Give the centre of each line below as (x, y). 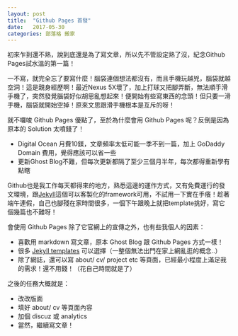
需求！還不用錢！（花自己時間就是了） (80, 269)
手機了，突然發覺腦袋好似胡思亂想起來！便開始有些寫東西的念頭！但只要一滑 (119, 96)
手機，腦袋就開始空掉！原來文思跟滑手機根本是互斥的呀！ (91, 105)
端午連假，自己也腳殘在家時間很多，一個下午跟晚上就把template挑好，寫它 (116, 203)
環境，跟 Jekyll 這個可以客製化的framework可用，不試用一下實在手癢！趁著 (121, 195)
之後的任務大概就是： (38, 284)
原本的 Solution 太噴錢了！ (46, 129)
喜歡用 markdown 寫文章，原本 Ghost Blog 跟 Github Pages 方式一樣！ (120, 242)
